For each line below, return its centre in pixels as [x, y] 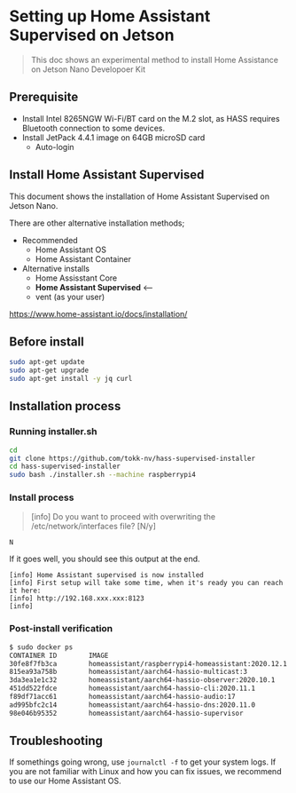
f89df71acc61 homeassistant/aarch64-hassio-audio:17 [123, 697]
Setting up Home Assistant [110, 16]
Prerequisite [44, 97]
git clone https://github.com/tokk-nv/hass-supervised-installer [132, 458]
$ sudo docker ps [41, 647]
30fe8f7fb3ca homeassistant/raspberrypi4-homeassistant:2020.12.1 [148, 663]
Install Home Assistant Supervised [107, 175]
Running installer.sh [53, 432]
